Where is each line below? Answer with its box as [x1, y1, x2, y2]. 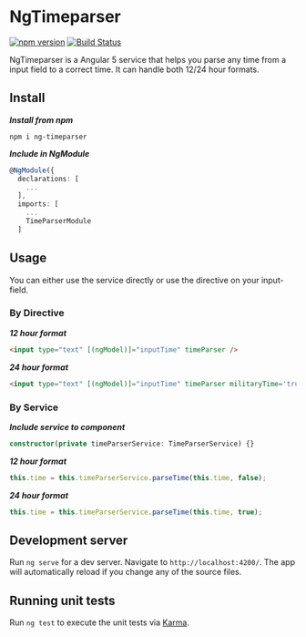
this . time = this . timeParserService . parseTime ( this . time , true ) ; [9, 508, 263, 517]
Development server [9, 532, 128, 548]
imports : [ [17, 200, 59, 209]
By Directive [9, 307, 66, 320]
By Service [9, 401, 59, 414]
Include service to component [9, 421, 126, 432]
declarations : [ [17, 174, 79, 183]
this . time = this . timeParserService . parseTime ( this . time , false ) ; [9, 473, 267, 482]
